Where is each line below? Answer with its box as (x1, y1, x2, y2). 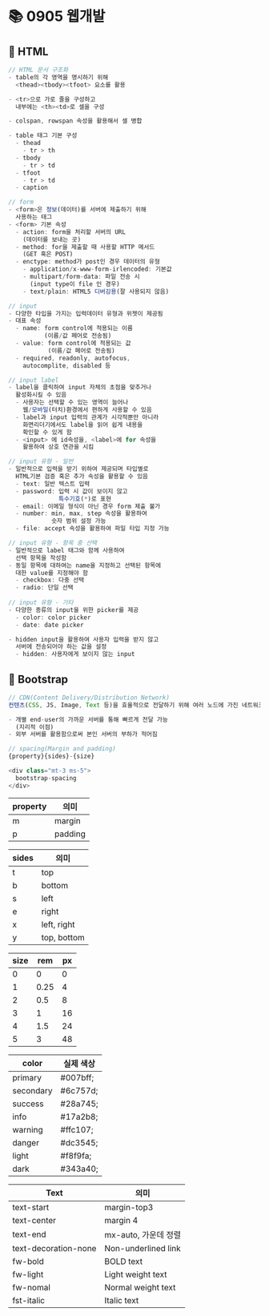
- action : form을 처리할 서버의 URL (15, 227, 126, 236)
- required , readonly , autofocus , (15, 354, 130, 362)
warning (12, 1124, 43, 1135)
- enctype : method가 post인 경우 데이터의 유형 (15, 258, 160, 266)
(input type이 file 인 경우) (29, 280, 120, 288)
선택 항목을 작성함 (15, 553, 67, 561)
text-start (12, 1201, 50, 1213)
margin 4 (103, 1214, 139, 1225)
